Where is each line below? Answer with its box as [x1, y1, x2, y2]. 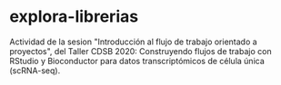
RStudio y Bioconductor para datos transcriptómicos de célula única [9, 55, 266, 66]
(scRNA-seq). [9, 65, 61, 76]
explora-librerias [9, 6, 139, 27]
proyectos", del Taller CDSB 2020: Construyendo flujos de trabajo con [9, 45, 272, 56]
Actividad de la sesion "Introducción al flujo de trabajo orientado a [9, 36, 257, 47]
